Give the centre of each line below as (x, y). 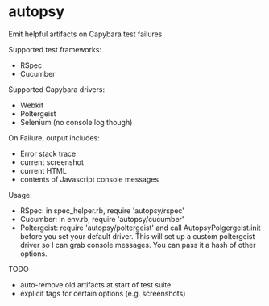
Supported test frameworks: (55, 49)
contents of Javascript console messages (89, 179)
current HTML (43, 170)
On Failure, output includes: (54, 138)
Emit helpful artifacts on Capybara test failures (85, 34)
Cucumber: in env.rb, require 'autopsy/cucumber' (102, 219)
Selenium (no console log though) (76, 122)
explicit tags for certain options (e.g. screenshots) (103, 293)
